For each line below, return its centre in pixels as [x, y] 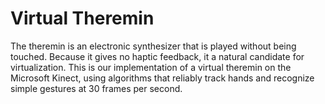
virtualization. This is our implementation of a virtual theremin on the [151, 67]
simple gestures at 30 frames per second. [96, 88]
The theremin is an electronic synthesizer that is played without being [153, 46]
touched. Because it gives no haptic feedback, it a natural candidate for [157, 56]
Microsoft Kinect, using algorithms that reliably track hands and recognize [162, 78]
